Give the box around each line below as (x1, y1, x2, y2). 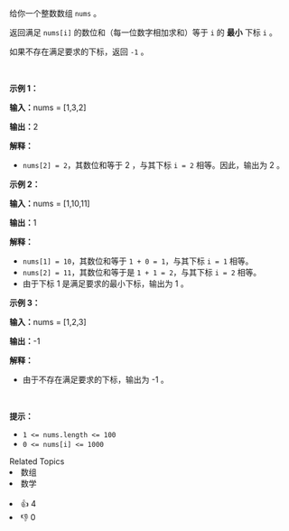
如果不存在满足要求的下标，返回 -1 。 (9, 46, 149, 57)
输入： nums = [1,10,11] (9, 198, 90, 209)
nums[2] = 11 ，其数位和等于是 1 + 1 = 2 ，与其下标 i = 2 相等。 (22, 267, 262, 277)
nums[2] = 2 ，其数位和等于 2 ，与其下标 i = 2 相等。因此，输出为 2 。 (22, 160, 285, 170)
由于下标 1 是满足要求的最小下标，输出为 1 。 (22, 278, 189, 289)
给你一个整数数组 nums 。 (9, 8, 102, 18)
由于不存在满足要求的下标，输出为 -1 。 (22, 374, 169, 385)
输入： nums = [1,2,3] (9, 317, 88, 327)
